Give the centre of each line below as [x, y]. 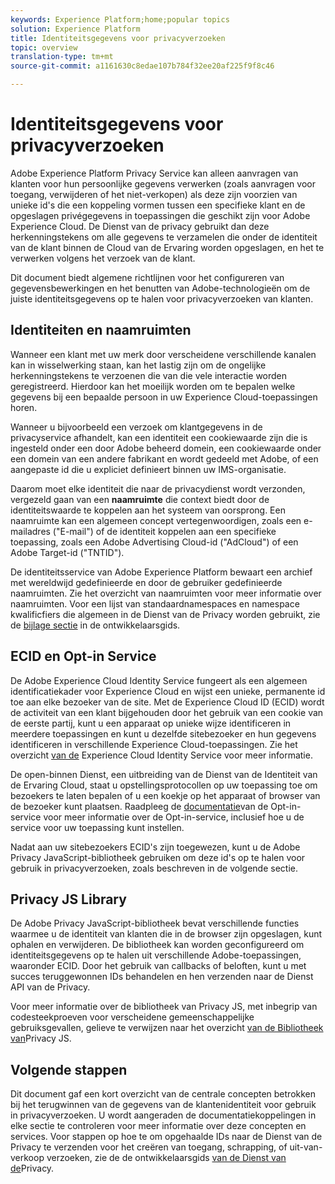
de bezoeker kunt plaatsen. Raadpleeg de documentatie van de [139, 806]
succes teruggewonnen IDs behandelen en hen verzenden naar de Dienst [162, 977]
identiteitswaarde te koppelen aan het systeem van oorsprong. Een [148, 510]
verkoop [27, 1158]
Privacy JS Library [68, 899]
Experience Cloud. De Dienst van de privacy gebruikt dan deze [140, 226]
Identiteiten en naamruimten [101, 330]
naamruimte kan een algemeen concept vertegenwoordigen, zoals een [156, 520]
